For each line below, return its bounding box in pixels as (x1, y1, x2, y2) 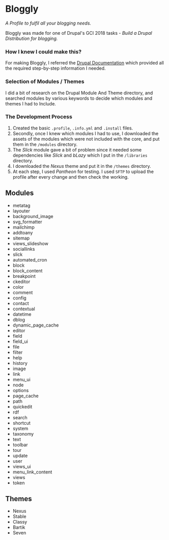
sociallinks (12, 246, 35, 252)
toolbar (12, 441, 28, 448)
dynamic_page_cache (12, 322, 59, 328)
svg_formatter (12, 219, 42, 225)
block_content (12, 267, 43, 274)
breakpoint (12, 273, 36, 279)
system (12, 425, 29, 431)
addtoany (12, 229, 33, 235)
